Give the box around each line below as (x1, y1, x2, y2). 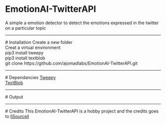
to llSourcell (5, 113, 30, 119)
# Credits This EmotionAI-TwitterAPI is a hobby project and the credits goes (5, 108, 159, 114)
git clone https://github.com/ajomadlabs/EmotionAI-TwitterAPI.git (5, 60, 138, 66)
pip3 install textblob (5, 55, 45, 61)
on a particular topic (5, 25, 46, 31)
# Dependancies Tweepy (5, 74, 56, 80)
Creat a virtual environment (5, 44, 61, 50)
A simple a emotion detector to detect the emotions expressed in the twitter (5, 20, 159, 26)
